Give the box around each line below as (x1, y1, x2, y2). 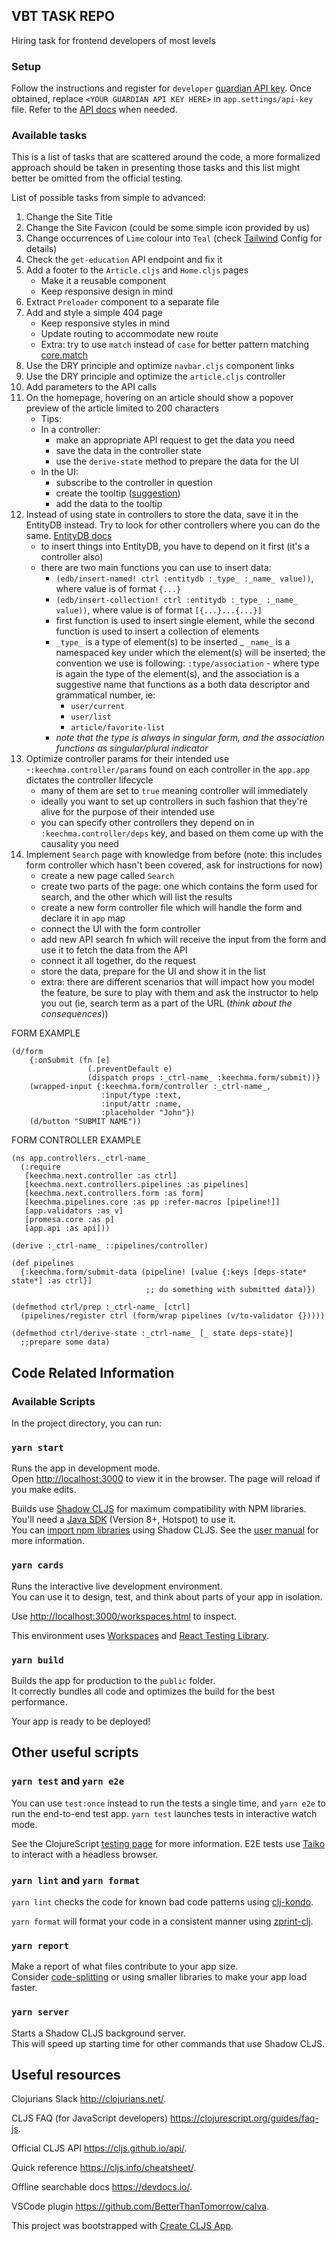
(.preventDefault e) (87, 1064, 173, 1074)
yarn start (11, 1442, 64, 1454)
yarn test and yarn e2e (11, 1774, 125, 1788)
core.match (40, 349, 89, 361)
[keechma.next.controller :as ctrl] (24, 1171, 178, 1181)
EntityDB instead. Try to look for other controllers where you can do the (25, 519, 321, 531)
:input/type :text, (100, 1090, 183, 1101)
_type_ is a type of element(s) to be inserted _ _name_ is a (55, 636, 291, 648)
